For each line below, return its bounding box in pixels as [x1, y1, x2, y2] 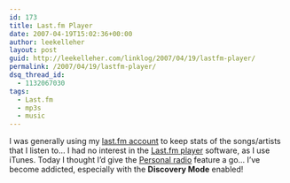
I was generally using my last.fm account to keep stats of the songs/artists [9, 136, 281, 147]
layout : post [9, 46, 58, 55]
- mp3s [17, 103, 42, 112]
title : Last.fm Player [9, 21, 93, 30]
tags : [9, 87, 29, 95]
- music [17, 111, 46, 120]
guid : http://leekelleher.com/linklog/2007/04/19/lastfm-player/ [9, 54, 255, 63]
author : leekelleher [9, 37, 86, 47]
